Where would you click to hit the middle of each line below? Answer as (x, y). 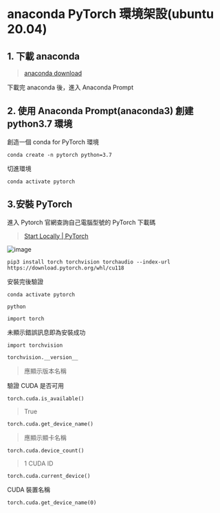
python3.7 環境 (40, 124)
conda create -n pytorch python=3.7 (59, 155)
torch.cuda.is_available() (46, 399)
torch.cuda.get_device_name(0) (52, 503)
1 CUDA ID (38, 463)
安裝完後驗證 (25, 281)
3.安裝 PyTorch (40, 205)
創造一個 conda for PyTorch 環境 (53, 142)
